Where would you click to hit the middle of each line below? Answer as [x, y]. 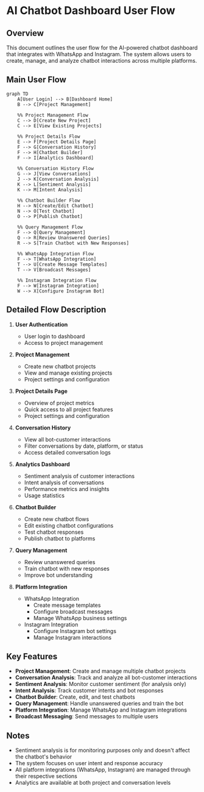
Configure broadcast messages [73, 611]
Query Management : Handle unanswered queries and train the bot [99, 704]
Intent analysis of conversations [64, 483]
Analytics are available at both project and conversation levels [93, 783]
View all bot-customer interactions [67, 439]
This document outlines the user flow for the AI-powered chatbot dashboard [102, 48]
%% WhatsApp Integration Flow [56, 253]
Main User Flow [37, 80]
